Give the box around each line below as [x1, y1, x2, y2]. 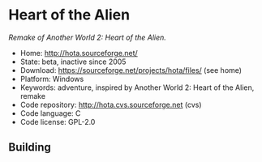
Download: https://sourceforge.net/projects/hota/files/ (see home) [19, 65, 242, 75]
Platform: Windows [19, 74, 84, 83]
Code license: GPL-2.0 [19, 117, 96, 126]
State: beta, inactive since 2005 [19, 57, 127, 66]
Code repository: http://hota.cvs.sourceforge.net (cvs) [19, 100, 202, 109]
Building [8, 140, 51, 155]
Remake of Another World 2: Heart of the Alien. [8, 32, 166, 42]
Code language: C [19, 108, 81, 118]
